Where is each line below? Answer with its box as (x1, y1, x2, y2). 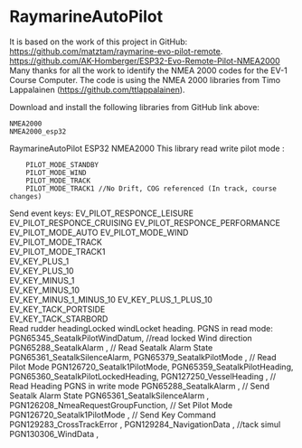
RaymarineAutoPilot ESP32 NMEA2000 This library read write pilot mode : (9, 143, 285, 154)
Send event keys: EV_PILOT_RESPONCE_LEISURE (9, 208, 194, 219)
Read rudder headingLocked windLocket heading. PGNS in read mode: (9, 322, 274, 333)
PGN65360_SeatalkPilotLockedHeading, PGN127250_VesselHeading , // (9, 370, 277, 381)
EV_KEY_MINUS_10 (9, 285, 80, 295)
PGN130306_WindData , (9, 428, 99, 439)
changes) (9, 191, 42, 201)
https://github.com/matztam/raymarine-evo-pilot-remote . (9, 45, 223, 56)
